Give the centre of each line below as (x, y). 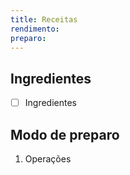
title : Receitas (44, 19)
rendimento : (35, 29)
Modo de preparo (65, 134)
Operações (48, 159)
